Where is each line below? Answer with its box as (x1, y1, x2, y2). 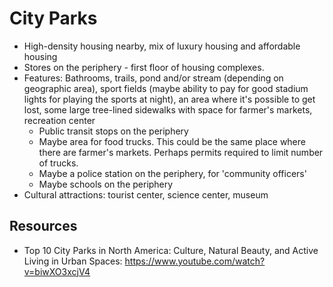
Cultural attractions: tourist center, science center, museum (23, 188, 269, 201)
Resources (9, 218, 78, 235)
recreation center (23, 114, 96, 126)
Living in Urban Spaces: (23, 255, 123, 267)
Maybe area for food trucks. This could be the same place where (38, 135, 306, 147)
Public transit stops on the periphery (38, 125, 189, 137)
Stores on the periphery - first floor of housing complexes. (23, 61, 265, 73)
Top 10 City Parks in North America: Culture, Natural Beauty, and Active (23, 244, 319, 256)
